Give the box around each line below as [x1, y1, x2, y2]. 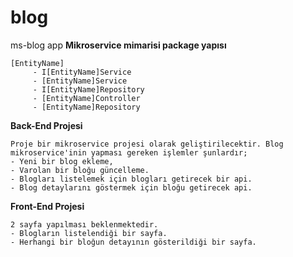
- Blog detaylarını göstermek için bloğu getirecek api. [10, 182, 253, 193]
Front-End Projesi [10, 200, 85, 212]
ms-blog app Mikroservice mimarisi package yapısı [10, 39, 227, 51]
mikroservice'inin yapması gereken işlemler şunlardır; [10, 147, 248, 158]
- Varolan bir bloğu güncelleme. [10, 165, 150, 175]
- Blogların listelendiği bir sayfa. [10, 228, 168, 238]
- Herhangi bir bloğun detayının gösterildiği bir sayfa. [10, 237, 257, 247]
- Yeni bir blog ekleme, [10, 156, 114, 166]
